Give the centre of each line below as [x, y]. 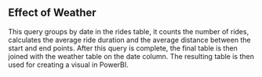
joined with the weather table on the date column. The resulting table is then [131, 56]
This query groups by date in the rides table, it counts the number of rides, [129, 31]
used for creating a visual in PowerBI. [69, 65]
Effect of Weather [52, 13]
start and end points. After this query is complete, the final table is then [123, 48]
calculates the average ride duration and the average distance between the [129, 40]
